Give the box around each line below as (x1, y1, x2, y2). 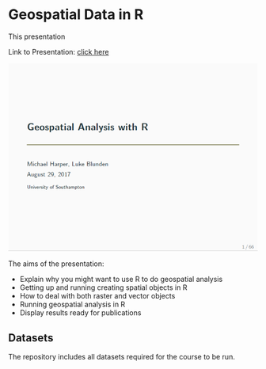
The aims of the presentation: (8, 259, 104, 268)
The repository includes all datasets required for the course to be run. (8, 352, 235, 362)
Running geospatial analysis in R (19, 299, 126, 310)
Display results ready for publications (19, 308, 142, 318)
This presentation (8, 32, 66, 41)
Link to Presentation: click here (8, 47, 109, 56)
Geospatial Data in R (8, 6, 144, 24)
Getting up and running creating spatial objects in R (19, 283, 188, 292)
